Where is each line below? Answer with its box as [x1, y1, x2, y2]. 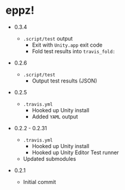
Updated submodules [23, 155, 76, 162]
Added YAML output [32, 113, 79, 120]
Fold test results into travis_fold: [32, 47, 115, 54]
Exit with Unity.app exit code [32, 41, 102, 48]
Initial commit [23, 178, 57, 185]
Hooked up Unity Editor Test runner [32, 149, 120, 156]
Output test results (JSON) [32, 77, 98, 84]
